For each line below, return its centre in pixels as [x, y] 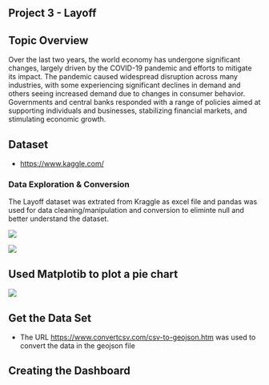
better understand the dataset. [59, 219]
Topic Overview [48, 40]
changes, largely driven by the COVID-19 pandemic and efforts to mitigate [130, 68]
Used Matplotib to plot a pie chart [93, 274]
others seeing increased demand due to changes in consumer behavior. [127, 94]
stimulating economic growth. [57, 119]
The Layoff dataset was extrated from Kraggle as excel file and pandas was [133, 202]
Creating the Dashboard [69, 371]
